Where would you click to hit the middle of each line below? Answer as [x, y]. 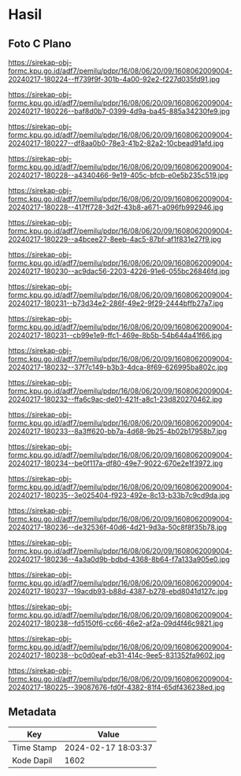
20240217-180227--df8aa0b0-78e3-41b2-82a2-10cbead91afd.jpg [116, 143]
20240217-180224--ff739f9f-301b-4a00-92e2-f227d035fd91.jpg [114, 79]
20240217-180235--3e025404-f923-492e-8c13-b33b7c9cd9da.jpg [119, 495]
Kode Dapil [32, 760]
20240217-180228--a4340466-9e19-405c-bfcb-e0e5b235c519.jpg [118, 175]
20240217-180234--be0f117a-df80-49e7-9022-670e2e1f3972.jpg [115, 463]
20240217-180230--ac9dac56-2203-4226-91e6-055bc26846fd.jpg [119, 271]
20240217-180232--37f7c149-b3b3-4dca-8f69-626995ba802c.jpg [118, 367]
